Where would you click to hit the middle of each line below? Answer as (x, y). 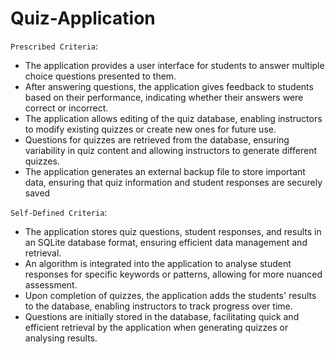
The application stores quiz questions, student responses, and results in (173, 231)
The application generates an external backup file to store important (165, 171)
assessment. (51, 284)
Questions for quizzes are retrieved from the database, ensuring (157, 139)
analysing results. (61, 338)
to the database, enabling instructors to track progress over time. (158, 306)
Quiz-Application (83, 18)
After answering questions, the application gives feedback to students (169, 86)
